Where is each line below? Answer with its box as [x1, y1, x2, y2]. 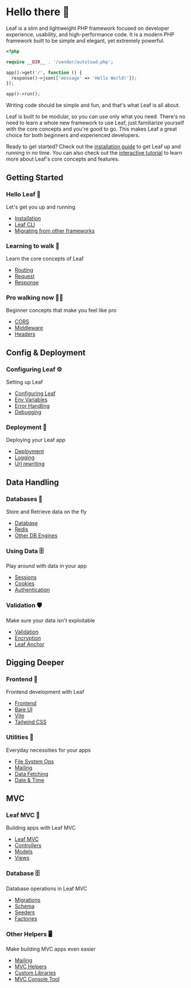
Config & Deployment [6, 347, 86, 357]
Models [14, 848, 33, 855]
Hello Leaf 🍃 [6, 190, 41, 198]
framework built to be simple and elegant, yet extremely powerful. [6, 37, 165, 44]
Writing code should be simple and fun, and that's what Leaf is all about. [6, 102, 180, 109]
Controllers [14, 842, 42, 849]
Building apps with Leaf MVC [6, 825, 76, 832]
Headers [14, 331, 36, 338]
